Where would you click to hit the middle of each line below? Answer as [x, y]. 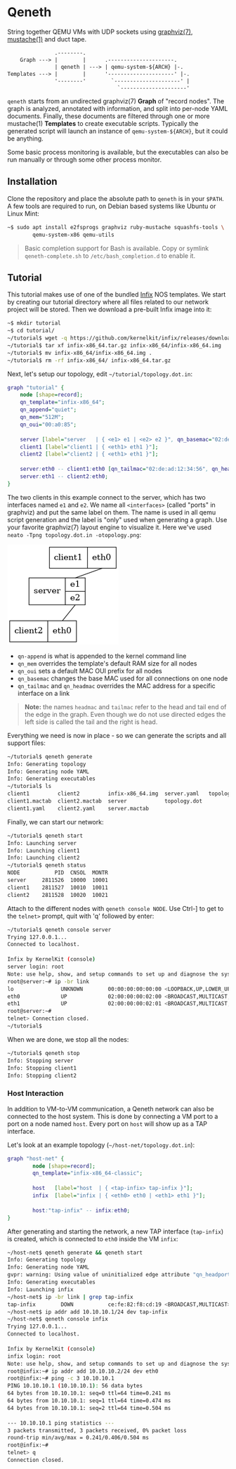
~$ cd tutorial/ [31, 331]
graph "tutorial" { [36, 387]
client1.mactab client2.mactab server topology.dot [105, 801]
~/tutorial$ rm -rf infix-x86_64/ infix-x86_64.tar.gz [89, 360]
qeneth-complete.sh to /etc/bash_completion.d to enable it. [110, 255]
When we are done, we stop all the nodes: [68, 1039]
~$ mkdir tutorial [34, 323]
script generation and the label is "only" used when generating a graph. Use [117, 519]
